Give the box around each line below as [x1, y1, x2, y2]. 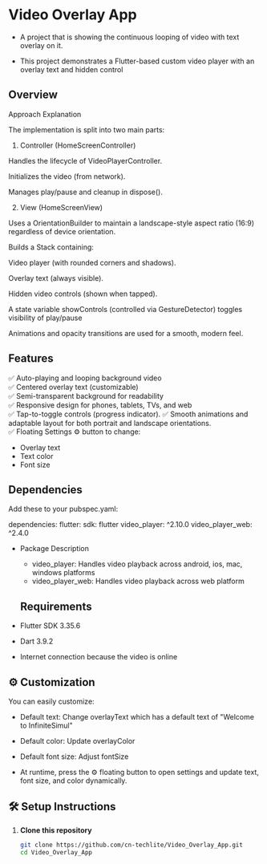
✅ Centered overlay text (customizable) [8, 382, 139, 391]
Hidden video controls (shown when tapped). [8, 289, 158, 298]
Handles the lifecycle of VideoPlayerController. [8, 156, 163, 165]
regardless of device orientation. [8, 226, 116, 236]
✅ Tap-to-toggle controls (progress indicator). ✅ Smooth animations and [8, 409, 249, 419]
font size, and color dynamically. [19, 776, 127, 785]
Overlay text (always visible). [8, 273, 104, 282]
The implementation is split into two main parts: [8, 124, 165, 134]
